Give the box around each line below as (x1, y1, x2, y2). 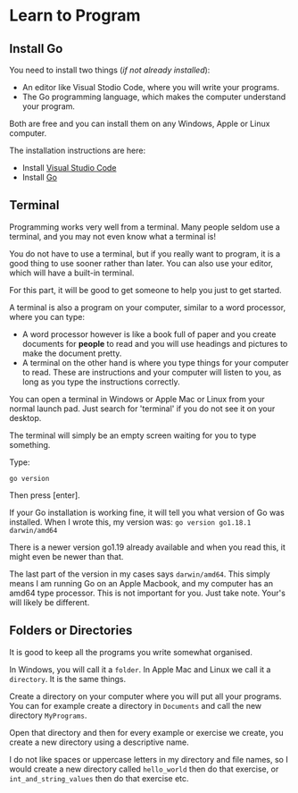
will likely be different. (9, 596, 90, 608)
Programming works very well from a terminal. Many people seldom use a (9, 221, 281, 232)
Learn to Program (9, 5, 141, 26)
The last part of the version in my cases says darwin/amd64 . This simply (9, 569, 270, 579)
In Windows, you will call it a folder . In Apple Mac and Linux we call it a (9, 663, 271, 675)
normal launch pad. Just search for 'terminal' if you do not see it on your (9, 403, 276, 414)
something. (9, 439, 51, 450)
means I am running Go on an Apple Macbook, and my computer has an (9, 578, 274, 588)
